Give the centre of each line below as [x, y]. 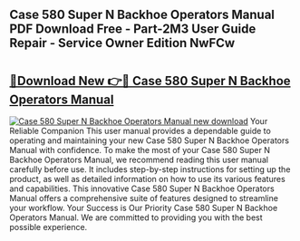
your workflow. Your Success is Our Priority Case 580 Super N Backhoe [144, 208]
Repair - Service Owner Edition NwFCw [122, 43]
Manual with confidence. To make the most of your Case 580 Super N [140, 150]
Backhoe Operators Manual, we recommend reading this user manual [139, 159]
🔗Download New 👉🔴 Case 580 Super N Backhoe [150, 81]
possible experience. [48, 227]
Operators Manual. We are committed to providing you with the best [136, 217]
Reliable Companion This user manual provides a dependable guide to [140, 131]
